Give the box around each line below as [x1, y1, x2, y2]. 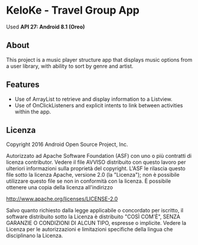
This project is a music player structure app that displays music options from [6, 56, 193, 63]
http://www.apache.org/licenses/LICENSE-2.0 [6, 195, 118, 202]
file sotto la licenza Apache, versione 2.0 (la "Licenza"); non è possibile [6, 171, 180, 179]
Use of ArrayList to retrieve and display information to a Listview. [14, 96, 173, 103]
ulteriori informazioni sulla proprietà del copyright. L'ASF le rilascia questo [6, 165, 186, 172]
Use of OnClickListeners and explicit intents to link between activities [14, 101, 183, 109]
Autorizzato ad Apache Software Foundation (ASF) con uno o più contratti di [6, 152, 192, 160]
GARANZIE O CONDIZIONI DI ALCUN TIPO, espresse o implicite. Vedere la [6, 219, 187, 227]
